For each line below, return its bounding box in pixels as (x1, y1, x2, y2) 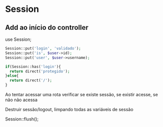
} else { (5, 73, 19, 78)
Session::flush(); (5, 116, 39, 122)
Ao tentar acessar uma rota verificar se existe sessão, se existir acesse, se (5, 92, 158, 97)
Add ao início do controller (5, 23, 88, 32)
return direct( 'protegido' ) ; (9, 68, 70, 74)
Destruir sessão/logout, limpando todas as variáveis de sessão (5, 107, 134, 112)
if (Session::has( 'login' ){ (5, 64, 61, 69)
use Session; (5, 36, 31, 42)
